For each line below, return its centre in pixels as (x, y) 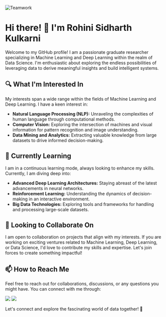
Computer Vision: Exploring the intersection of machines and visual (82, 124)
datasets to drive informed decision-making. (58, 140)
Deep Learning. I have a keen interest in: (47, 104)
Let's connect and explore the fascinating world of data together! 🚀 (74, 309)
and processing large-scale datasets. (51, 209)
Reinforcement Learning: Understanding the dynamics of (72, 193)
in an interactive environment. (59, 199)
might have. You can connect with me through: (53, 289)
